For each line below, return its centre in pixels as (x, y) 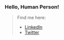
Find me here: (31, 18)
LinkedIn (34, 27)
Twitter (32, 33)
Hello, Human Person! (32, 7)
